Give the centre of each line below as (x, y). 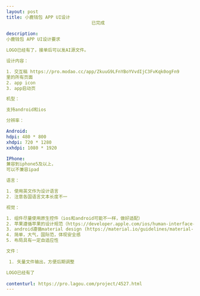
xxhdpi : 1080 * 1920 (32, 148)
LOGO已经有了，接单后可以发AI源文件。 (48, 50)
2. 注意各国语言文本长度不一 (37, 197)
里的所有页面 (20, 77)
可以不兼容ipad (23, 170)
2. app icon (21, 83)
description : (22, 34)
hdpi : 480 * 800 (26, 137)
